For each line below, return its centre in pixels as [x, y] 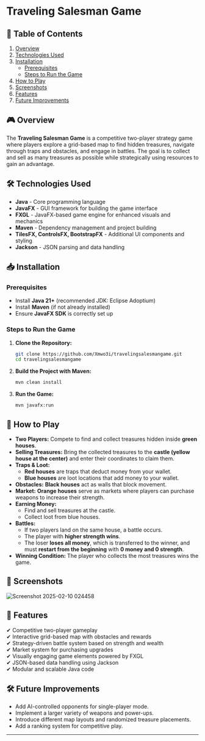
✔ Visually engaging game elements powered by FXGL [75, 656]
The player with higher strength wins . [72, 536]
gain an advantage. [31, 164]
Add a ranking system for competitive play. [69, 726]
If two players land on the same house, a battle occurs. [93, 530]
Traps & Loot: [32, 464]
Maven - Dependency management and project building [86, 228]
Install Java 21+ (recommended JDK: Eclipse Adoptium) [85, 301]
